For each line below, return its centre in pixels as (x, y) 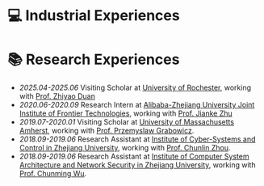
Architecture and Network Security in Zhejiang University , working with (137, 165)
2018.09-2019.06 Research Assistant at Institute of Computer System (134, 156)
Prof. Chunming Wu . (53, 174)
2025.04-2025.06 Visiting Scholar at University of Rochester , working (135, 88)
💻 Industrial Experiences (94, 16)
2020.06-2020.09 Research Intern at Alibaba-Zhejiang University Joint (137, 105)
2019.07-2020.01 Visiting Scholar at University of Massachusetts (127, 122)
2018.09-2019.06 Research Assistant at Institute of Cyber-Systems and (137, 139)
